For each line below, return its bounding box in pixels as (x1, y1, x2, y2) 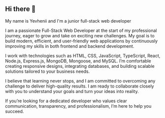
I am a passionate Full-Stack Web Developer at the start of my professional (5, 28, 157, 33)
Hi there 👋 (5, 5, 36, 13)
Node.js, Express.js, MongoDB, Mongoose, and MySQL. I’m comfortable (5, 58, 151, 64)
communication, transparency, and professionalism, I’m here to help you (5, 103, 152, 109)
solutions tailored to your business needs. (5, 68, 90, 74)
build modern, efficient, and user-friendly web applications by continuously (5, 38, 158, 44)
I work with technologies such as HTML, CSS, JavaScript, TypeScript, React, (5, 53, 161, 59)
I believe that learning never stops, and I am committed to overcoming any (5, 78, 156, 84)
